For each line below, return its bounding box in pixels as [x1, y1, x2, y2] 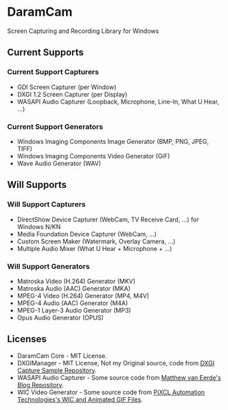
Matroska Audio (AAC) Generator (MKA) [16, 284, 130, 292]
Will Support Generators [7, 261, 91, 271]
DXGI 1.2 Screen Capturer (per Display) [16, 90, 128, 98]
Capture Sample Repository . [16, 366, 97, 374]
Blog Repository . [16, 381, 64, 389]
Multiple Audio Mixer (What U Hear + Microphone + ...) [16, 244, 172, 252]
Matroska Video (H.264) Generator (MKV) [16, 277, 136, 285]
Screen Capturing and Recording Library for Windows [7, 27, 159, 35]
